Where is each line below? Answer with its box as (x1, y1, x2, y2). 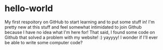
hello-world (4, 3, 54, 14)
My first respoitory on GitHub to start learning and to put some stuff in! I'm (4, 19, 155, 25)
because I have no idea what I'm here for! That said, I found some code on (4, 29, 155, 35)
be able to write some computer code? (4, 39, 83, 45)
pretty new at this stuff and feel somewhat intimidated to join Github (4, 24, 142, 30)
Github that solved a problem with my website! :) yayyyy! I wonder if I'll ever (4, 34, 158, 40)
